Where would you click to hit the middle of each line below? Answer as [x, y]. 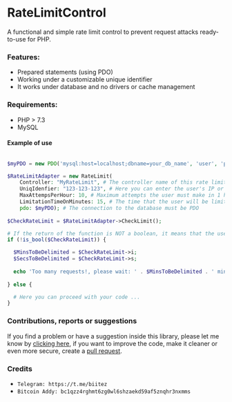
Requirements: [32, 105]
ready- [210, 32]
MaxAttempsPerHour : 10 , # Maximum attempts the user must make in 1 [120, 195]
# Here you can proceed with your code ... [77, 297]
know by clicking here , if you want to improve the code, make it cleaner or [112, 343]
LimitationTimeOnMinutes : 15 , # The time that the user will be [114, 202]
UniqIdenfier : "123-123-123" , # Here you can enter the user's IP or [122, 189]
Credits [20, 369]
